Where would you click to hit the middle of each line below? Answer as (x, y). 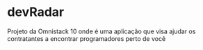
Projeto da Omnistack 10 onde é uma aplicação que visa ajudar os (101, 31)
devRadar (36, 12)
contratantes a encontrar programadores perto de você (87, 38)
